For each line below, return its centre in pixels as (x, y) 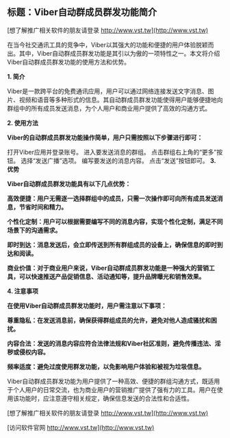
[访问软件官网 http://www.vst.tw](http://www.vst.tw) (81, 427)
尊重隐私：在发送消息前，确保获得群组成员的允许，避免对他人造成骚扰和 (109, 320)
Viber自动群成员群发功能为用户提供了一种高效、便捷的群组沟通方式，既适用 (114, 381)
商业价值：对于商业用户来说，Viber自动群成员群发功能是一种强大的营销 (108, 268)
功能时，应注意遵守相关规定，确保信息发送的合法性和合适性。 (106, 398)
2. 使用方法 (23, 123)
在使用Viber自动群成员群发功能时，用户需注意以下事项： (87, 306)
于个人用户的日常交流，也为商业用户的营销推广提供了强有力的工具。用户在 (112, 389)
